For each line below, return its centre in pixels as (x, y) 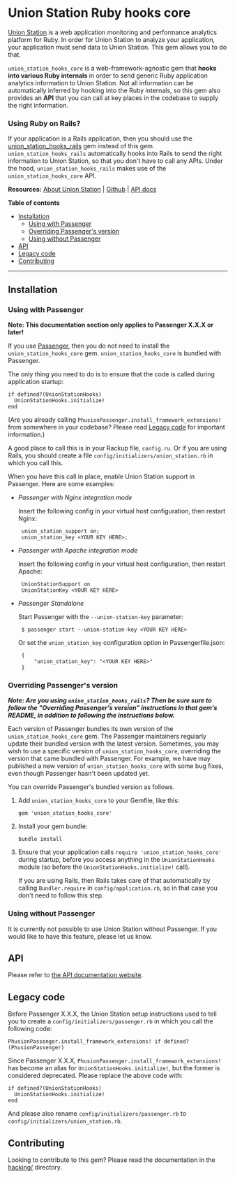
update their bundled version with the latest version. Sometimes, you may (113, 744)
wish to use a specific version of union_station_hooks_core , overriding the (115, 751)
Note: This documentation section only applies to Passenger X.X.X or (111, 325)
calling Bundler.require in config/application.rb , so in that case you (118, 888)
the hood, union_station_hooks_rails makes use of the (87, 169)
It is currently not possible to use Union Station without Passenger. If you (113, 929)
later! (16, 332)
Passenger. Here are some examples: (62, 483)
